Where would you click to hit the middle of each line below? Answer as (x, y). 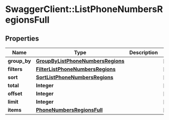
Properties (22, 38)
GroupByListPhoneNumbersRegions (80, 61)
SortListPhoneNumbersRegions (75, 77)
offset (15, 94)
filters (15, 69)
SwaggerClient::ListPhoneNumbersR (84, 9)
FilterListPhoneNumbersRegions (76, 69)
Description (144, 52)
